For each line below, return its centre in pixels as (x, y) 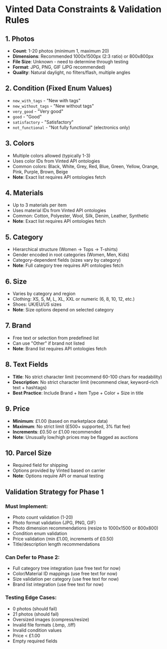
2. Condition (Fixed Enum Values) (59, 88)
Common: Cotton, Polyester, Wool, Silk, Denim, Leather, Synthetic (81, 216)
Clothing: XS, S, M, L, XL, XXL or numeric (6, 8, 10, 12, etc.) (74, 299)
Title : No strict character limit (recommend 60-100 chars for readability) (87, 377)
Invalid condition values (37, 630)
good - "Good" (27, 116)
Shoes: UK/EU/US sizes (37, 304)
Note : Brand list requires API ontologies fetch (60, 348)
